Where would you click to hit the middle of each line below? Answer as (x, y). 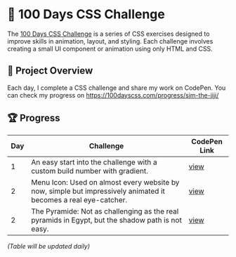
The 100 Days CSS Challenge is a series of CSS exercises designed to (109, 34)
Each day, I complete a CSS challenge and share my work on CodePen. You (117, 88)
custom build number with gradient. (90, 171)
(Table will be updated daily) (48, 246)
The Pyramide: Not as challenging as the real (105, 211)
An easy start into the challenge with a (94, 162)
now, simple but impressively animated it (98, 191)
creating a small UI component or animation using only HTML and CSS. (110, 48)
